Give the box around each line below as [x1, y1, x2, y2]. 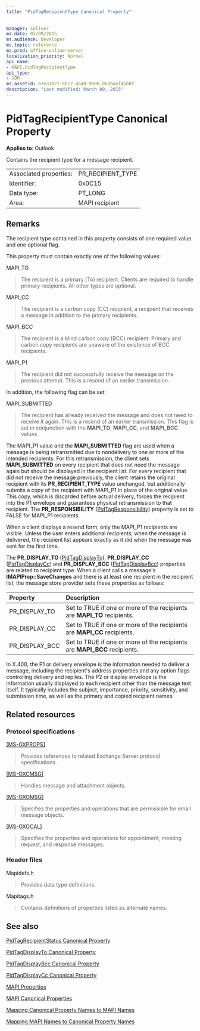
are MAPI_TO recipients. [65, 611, 134, 619]
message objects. [20, 811, 64, 819]
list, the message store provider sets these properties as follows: [6, 579, 165, 587]
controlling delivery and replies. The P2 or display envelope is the [6, 673, 167, 680]
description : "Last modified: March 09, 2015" [6, 87, 124, 92]
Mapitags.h [6, 893, 34, 900]
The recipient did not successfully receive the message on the [20, 371, 174, 378]
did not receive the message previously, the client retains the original [6, 474, 176, 481]
